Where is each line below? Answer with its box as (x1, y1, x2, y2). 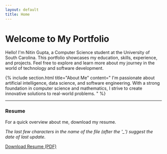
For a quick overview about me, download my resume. (5, 119, 116, 125)
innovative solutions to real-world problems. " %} (5, 91, 106, 97)
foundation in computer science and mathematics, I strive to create (5, 85, 143, 92)
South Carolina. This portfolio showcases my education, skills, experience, (5, 55, 158, 61)
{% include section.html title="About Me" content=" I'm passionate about (5, 75, 155, 81)
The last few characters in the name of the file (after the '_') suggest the (5, 128, 153, 134)
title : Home (5, 12, 30, 17)
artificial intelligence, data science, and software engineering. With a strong (5, 80, 160, 86)
